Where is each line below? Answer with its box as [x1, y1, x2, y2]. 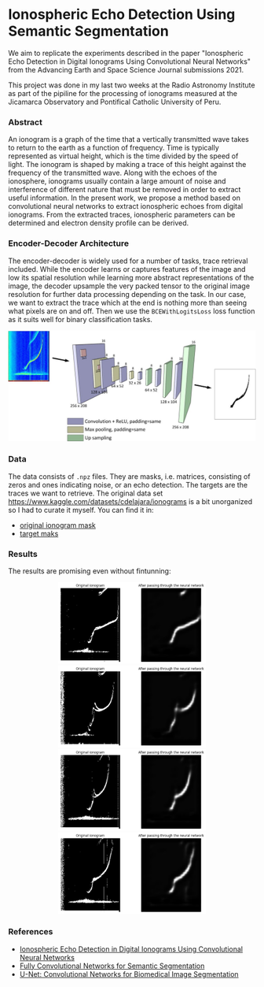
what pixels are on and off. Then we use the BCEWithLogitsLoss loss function [8, 306, 255, 316]
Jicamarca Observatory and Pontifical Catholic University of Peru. [8, 97, 222, 106]
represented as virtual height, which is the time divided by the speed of [8, 151, 239, 161]
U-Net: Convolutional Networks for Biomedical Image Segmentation [19, 969, 239, 978]
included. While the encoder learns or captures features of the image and [8, 264, 246, 273]
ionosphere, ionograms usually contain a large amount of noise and [8, 176, 226, 186]
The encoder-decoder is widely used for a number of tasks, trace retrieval [8, 256, 248, 265]
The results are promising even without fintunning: [8, 566, 171, 576]
